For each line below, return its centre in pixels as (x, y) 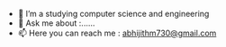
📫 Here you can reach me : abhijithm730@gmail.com (117, 33)
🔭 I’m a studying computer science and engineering (113, 14)
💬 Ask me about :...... (56, 23)
